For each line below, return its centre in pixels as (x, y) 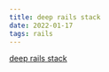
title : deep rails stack (55, 17)
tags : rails (31, 33)
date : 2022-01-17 (41, 25)
